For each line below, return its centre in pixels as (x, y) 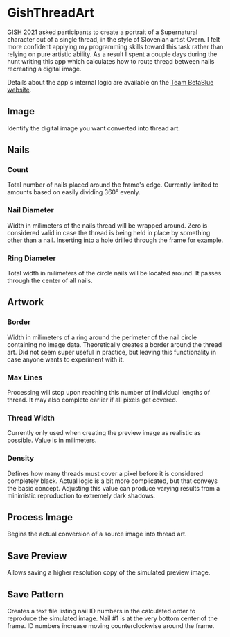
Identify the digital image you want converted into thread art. (94, 128)
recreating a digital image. (44, 69)
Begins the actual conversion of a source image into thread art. (97, 534)
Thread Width (31, 418)
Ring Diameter (32, 258)
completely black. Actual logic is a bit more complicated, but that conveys (113, 481)
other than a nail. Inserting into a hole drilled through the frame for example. (115, 240)
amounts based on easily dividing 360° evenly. (74, 192)
